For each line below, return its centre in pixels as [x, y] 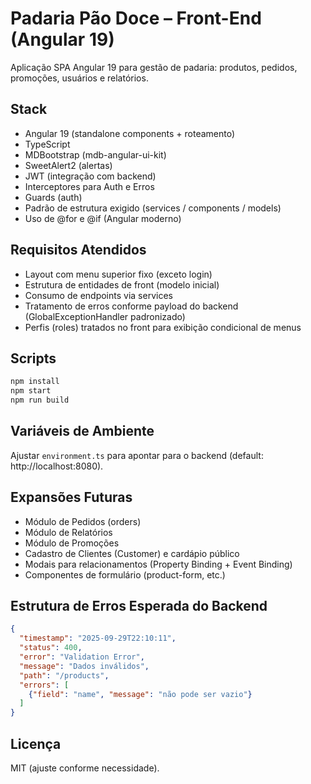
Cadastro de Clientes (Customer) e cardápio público [132, 553]
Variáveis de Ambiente [82, 431]
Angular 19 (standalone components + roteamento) [130, 133]
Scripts [33, 358]
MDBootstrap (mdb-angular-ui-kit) [95, 154]
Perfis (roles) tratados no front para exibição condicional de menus [163, 327]
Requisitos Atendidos [78, 250]
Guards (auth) [53, 197]
